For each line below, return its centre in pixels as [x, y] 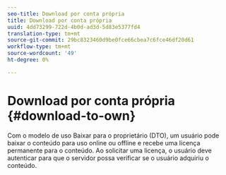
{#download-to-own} [72, 115]
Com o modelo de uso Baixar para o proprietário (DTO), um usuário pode [113, 135]
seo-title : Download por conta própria [66, 14]
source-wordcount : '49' [42, 54]
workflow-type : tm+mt [39, 47]
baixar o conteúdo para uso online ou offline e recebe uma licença [104, 143]
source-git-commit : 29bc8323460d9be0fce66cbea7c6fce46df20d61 [101, 40]
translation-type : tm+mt [44, 34]
